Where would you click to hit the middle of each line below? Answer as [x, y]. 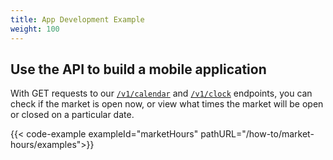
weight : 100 [35, 29]
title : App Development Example [77, 19]
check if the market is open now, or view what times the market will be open [167, 104]
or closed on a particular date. [72, 115]
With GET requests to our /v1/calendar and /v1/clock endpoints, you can [161, 93]
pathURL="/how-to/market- [257, 134]
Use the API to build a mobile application [138, 69]
